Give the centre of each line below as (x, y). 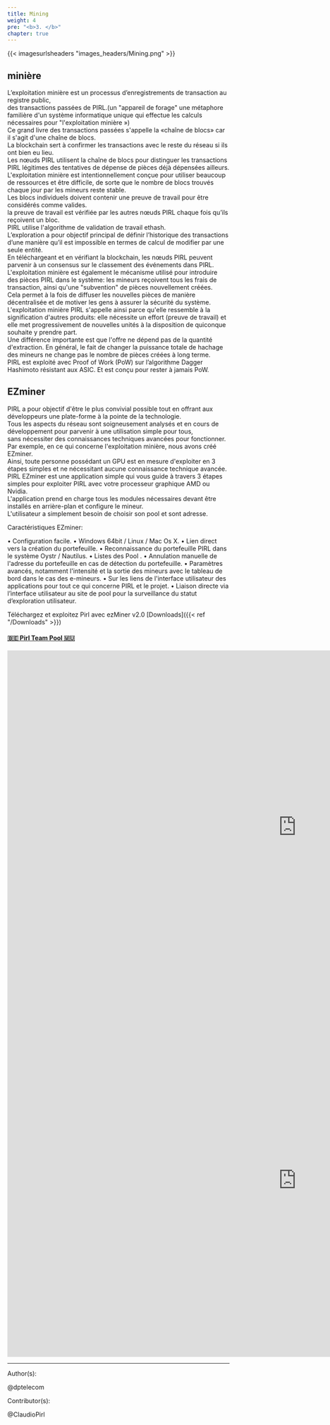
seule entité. (25, 250)
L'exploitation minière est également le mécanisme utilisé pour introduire (112, 273)
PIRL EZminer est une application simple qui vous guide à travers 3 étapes (115, 476)
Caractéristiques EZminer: (45, 527)
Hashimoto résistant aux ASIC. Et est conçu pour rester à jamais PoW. (108, 370)
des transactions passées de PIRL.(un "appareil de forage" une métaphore (115, 108)
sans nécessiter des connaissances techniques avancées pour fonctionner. (117, 438)
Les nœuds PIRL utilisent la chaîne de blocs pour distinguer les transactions (117, 160)
